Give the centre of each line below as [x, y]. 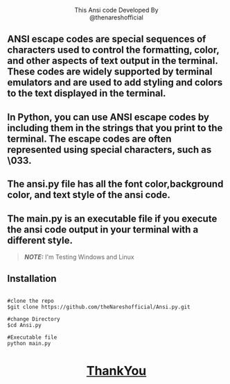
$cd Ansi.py [24, 325]
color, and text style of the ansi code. [89, 195]
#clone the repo [30, 301]
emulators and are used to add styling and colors [115, 83]
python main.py [29, 343]
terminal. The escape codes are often [89, 139]
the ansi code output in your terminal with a [103, 229]
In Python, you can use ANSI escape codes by [108, 117]
